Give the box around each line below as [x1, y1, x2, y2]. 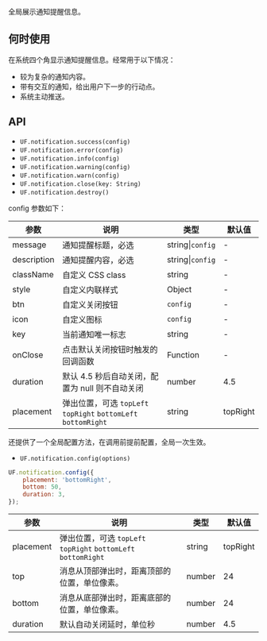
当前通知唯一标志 [62, 329, 126, 340]
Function [166, 349, 200, 360]
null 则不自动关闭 [80, 382, 144, 393]
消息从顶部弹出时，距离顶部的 [59, 566, 172, 576]
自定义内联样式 [62, 284, 118, 295]
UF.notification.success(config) [19, 137, 131, 145]
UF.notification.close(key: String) [19, 180, 141, 188]
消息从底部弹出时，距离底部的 [59, 593, 172, 603]
